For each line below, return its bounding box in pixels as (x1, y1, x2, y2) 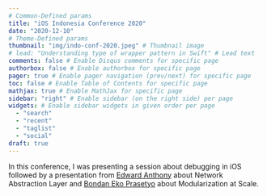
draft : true (8, 139, 49, 148)
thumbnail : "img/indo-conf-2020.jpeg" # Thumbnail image (8, 42, 205, 50)
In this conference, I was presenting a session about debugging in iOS (8, 161, 242, 171)
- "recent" (15, 117, 53, 125)
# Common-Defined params (8, 11, 92, 20)
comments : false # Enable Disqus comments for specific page (8, 57, 219, 65)
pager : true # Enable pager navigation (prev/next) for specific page (8, 72, 252, 80)
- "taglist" (15, 124, 57, 132)
